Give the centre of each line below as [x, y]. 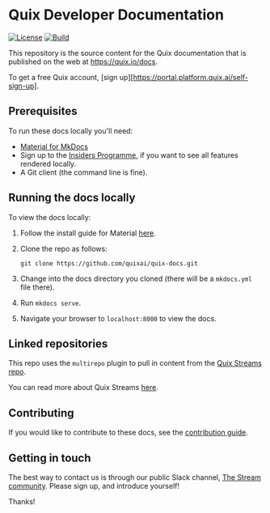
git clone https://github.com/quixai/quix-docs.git [109, 263]
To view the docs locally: [50, 217]
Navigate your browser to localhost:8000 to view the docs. [118, 318]
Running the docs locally [72, 198]
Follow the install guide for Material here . [88, 233]
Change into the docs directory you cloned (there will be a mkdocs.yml [136, 278]
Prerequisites [43, 111]
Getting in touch [50, 458]
